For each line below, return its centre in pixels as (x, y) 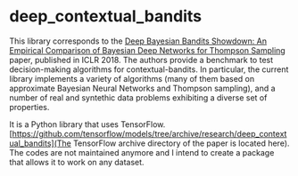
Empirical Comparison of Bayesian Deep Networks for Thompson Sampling (147, 50)
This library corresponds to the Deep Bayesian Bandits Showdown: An (138, 41)
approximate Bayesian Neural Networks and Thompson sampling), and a (142, 88)
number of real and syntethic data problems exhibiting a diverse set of (138, 97)
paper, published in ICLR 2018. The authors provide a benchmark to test (141, 60)
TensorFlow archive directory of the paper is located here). (181, 143)
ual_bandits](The (40, 143)
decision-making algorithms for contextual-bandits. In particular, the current (149, 69)
